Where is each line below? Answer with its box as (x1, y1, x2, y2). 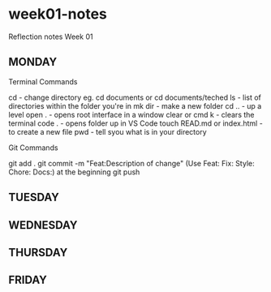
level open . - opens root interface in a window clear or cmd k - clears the (8, 109, 255, 119)
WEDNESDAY (8, 218, 78, 232)
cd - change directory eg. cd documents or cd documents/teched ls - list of (8, 92, 262, 102)
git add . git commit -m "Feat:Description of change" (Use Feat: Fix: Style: (8, 158, 255, 168)
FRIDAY (8, 273, 47, 287)
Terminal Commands (8, 76, 78, 86)
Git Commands (8, 143, 58, 152)
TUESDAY (8, 191, 59, 204)
